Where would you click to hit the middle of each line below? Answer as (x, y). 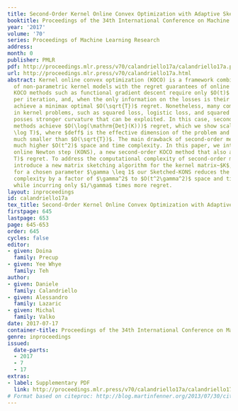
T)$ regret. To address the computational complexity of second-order (120, 159)
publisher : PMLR (31, 60)
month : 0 (20, 54)
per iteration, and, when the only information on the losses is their (122, 100)
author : (19, 277)
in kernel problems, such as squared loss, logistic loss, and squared (122, 113)
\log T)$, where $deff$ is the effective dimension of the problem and (122, 133)
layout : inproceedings (41, 192)
